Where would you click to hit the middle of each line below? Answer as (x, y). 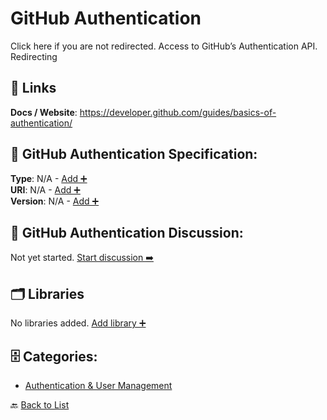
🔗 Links (33, 88)
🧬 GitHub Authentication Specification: (134, 154)
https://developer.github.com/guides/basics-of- (178, 112)
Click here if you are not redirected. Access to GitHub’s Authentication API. (164, 46)
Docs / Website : (44, 112)
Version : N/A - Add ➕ (55, 201)
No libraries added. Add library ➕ (78, 323)
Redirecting (34, 56)
